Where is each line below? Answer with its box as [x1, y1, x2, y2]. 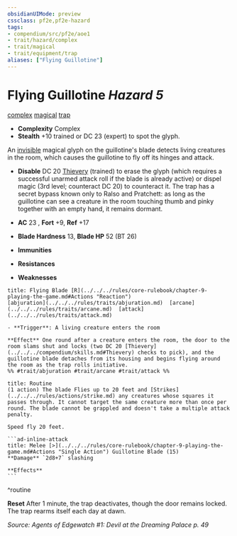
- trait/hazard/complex [7, 37, 78, 44]
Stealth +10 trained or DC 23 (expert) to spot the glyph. [17, 132, 180, 140]
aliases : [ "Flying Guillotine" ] [7, 57, 103, 64]
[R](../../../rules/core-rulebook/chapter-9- [70, 286, 208, 294]
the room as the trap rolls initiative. [7, 361, 129, 369]
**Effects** [7, 467, 43, 474]
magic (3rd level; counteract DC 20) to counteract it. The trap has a [17, 182, 215, 190]
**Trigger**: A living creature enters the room [13, 324, 160, 331]
